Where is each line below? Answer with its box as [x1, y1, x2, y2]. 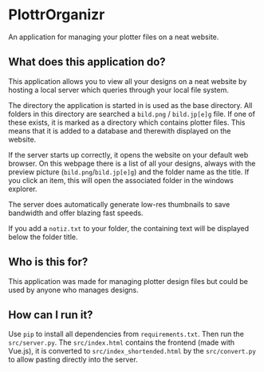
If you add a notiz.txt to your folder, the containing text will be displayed [8, 223, 250, 233]
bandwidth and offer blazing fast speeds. [8, 208, 144, 218]
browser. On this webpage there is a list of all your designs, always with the [8, 158, 256, 168]
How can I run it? [8, 308, 93, 322]
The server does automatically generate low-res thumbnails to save [8, 199, 231, 209]
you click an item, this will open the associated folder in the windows [8, 175, 234, 185]
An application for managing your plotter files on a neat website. [8, 32, 219, 42]
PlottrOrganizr [8, 6, 105, 24]
